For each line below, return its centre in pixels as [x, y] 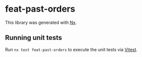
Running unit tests [34, 38]
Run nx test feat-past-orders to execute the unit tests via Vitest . [71, 49]
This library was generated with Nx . [41, 22]
